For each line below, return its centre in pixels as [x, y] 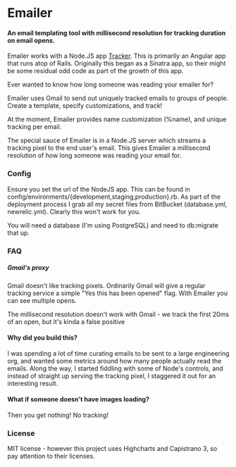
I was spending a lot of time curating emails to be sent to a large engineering [119, 353]
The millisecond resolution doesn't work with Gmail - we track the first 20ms [118, 314]
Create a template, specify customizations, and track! [85, 106]
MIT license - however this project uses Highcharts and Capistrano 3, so [112, 449]
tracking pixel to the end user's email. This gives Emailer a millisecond [109, 148]
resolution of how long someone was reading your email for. [94, 156]
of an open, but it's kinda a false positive [66, 321]
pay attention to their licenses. [51, 456]
